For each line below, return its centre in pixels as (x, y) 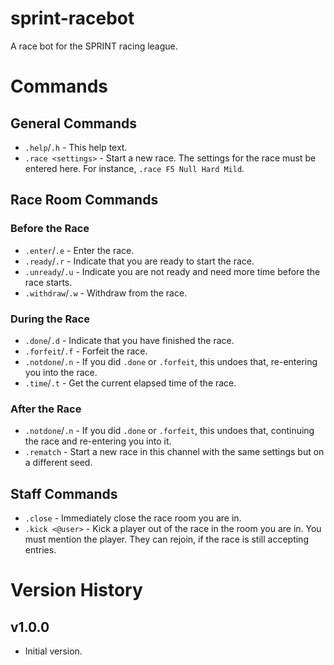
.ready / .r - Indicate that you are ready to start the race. (139, 261)
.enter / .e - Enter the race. (79, 250)
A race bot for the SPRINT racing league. (94, 46)
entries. (40, 550)
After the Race (46, 409)
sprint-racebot (72, 18)
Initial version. (53, 651)
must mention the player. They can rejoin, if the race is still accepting (166, 539)
